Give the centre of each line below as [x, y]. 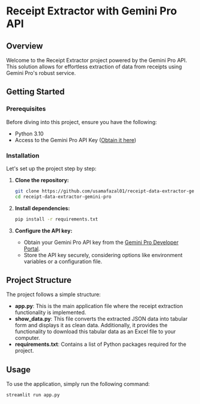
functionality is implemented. [50, 312]
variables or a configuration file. [63, 261]
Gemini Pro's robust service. [41, 73]
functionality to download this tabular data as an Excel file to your [95, 331]
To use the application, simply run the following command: [78, 384]
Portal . [32, 248]
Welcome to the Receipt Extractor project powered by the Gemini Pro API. [97, 60]
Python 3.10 [29, 134]
